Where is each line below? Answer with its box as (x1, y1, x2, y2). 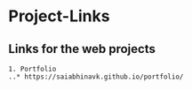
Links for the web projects (8, 41, 156, 56)
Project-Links (8, 6, 110, 26)
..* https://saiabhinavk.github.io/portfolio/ (8, 72, 184, 81)
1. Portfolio (8, 64, 57, 73)
